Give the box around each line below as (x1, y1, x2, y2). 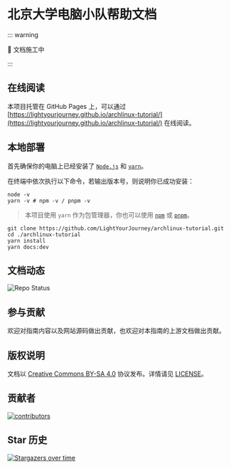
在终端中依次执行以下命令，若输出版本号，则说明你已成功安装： (7, 176, 194, 185)
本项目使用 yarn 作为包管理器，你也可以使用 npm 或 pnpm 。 (24, 211, 194, 219)
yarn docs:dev (7, 243, 50, 251)
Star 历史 (7, 434, 48, 446)
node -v (7, 191, 31, 198)
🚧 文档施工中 (7, 45, 45, 53)
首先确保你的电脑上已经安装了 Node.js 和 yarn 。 (7, 162, 148, 170)
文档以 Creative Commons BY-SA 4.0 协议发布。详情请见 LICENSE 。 (7, 369, 208, 378)
